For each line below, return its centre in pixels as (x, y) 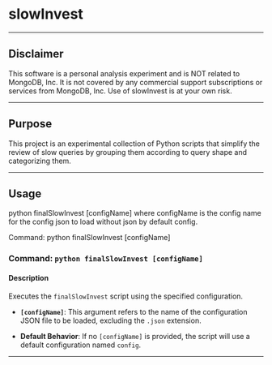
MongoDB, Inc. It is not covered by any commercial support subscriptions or (136, 82)
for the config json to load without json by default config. (103, 222)
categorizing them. (40, 161)
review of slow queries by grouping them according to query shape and (128, 152)
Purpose (30, 124)
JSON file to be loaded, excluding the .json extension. (110, 320)
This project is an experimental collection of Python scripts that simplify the (134, 144)
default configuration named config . (81, 345)
